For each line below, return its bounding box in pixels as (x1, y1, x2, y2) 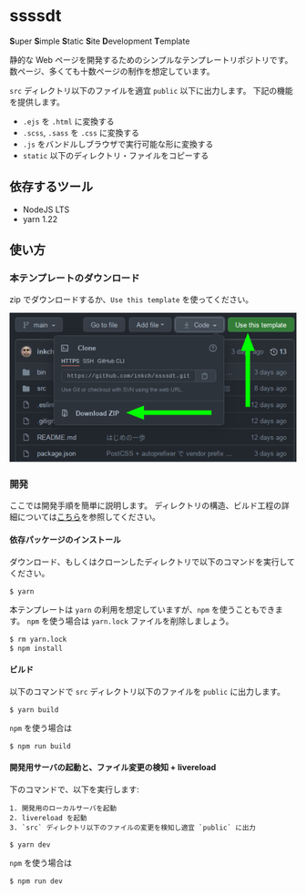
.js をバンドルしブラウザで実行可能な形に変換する (22, 138, 214, 149)
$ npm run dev (9, 877, 64, 886)
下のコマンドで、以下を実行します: (9, 784, 139, 795)
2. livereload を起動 (9, 814, 87, 823)
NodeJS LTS (22, 204, 70, 215)
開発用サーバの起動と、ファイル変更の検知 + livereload (9, 762, 217, 773)
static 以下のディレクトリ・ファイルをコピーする (22, 149, 209, 160)
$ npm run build (9, 741, 71, 751)
